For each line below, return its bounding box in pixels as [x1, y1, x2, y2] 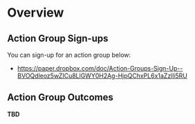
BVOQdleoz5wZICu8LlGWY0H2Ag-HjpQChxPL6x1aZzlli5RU [17, 71, 188, 80]
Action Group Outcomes [7, 91, 114, 103]
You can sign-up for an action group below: [7, 51, 131, 59]
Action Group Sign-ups [7, 33, 109, 44]
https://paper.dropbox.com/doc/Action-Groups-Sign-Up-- [17, 64, 183, 72]
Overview [7, 5, 64, 21]
